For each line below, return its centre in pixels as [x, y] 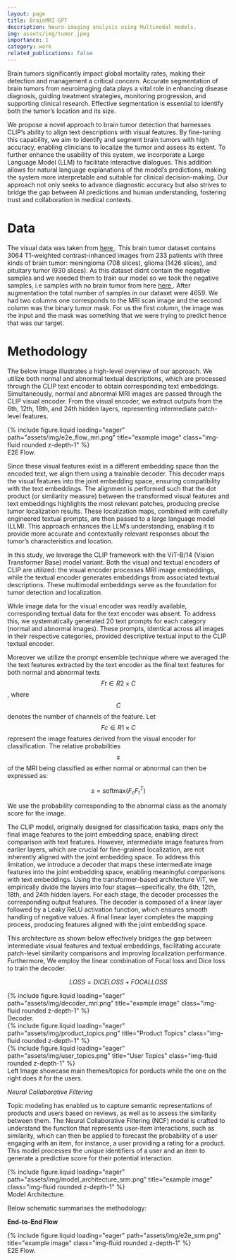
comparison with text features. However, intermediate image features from [116, 842]
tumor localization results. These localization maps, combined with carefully [118, 511]
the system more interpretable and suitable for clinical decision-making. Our [118, 177]
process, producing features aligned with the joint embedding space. [107, 925]
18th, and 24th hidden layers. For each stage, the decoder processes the [113, 895]
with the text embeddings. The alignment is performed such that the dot [112, 488]
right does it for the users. [45, 1078]
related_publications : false [50, 54]
